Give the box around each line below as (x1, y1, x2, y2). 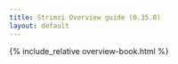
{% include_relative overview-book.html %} (9, 45, 169, 56)
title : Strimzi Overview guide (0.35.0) (9, 12, 162, 22)
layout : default (9, 21, 69, 30)
